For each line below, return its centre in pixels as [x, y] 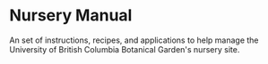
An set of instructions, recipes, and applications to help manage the [134, 40]
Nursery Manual [71, 16]
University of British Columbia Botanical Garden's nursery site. [125, 49]
